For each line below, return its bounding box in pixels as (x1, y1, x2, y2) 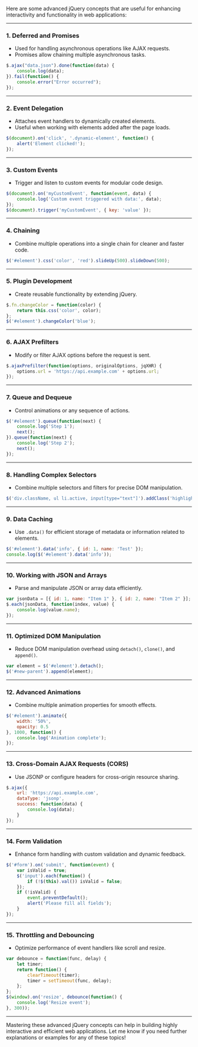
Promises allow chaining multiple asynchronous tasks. (14, 51, 146, 58)
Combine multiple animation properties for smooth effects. (14, 702, 157, 709)
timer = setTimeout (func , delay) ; (27, 977, 112, 984)
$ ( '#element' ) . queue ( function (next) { (6, 418, 101, 424)
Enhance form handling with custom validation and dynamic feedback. (14, 850, 186, 858)
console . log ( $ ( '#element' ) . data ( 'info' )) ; (6, 552, 112, 557)
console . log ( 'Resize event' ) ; (16, 1000, 91, 1006)
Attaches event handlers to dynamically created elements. (14, 118, 156, 125)
